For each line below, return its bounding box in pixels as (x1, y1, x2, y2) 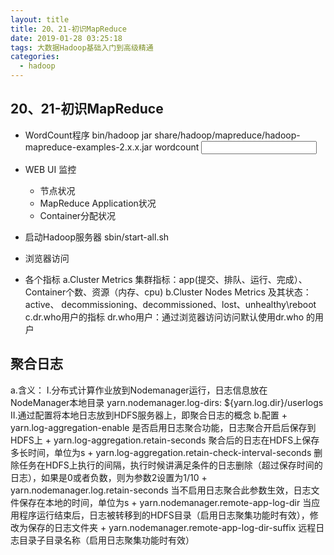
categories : (10, 52, 60, 62)
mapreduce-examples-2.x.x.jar (24, 141, 153, 153)
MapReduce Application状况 (39, 197, 157, 209)
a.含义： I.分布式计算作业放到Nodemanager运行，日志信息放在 (10, 384, 268, 396)
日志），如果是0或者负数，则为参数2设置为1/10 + (10, 471, 208, 483)
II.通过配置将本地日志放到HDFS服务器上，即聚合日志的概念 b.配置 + (10, 409, 288, 421)
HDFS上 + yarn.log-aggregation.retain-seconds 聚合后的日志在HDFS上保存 (10, 434, 320, 446)
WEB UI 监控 (24, 163, 77, 175)
